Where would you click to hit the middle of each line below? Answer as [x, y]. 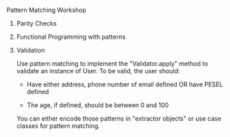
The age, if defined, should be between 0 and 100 [98, 105]
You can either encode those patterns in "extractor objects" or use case [119, 118]
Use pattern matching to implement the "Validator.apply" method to [112, 64]
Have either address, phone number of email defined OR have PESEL [125, 84]
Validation [31, 50]
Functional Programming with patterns [71, 37]
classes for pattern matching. [58, 126]
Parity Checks [36, 23]
